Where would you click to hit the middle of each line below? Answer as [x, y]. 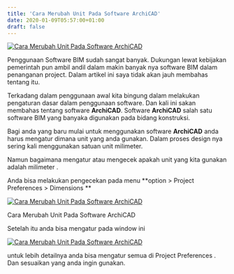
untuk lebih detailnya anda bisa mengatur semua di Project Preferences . [112, 256]
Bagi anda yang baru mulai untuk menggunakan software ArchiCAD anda [113, 131]
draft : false [26, 26]
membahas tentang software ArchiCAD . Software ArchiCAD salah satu [110, 111]
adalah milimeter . [33, 167]
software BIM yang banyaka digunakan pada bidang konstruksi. [99, 118]
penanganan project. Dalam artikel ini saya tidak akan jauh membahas [108, 75]
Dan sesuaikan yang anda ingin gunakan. [66, 263]
